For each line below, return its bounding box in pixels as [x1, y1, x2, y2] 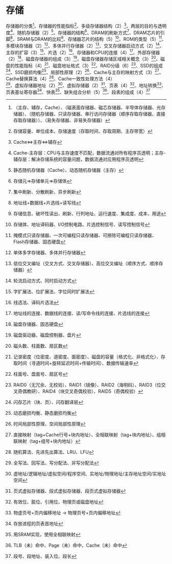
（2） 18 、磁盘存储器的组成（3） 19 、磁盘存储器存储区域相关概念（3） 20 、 [6, 55, 161, 62]
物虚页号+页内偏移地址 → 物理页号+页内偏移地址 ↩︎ [13, 510, 121, 516]
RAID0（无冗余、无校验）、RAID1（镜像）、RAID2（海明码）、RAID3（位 [13, 382, 161, 388]
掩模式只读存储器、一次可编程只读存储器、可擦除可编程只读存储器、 [13, 232, 157, 238]
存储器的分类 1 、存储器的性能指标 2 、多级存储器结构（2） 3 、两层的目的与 [6, 21, 158, 29]
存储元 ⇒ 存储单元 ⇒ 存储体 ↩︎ [13, 178, 72, 184]
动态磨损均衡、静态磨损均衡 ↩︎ [13, 410, 77, 416]
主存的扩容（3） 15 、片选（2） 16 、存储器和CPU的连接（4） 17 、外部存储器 [6, 48, 160, 55]
